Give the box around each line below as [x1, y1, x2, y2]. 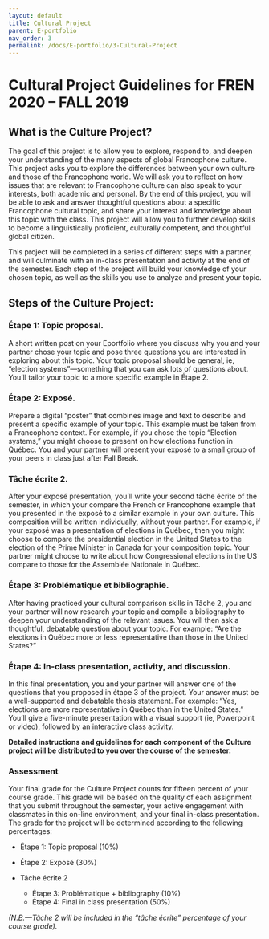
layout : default [8, 11, 63, 20]
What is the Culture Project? [8, 125, 153, 139]
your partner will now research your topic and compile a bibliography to [8, 607, 245, 616]
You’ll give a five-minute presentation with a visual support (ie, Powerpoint [8, 713, 255, 722]
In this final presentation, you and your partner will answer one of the [8, 679, 237, 689]
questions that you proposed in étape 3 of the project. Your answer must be [8, 688, 259, 697]
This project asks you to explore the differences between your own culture [8, 164, 255, 173]
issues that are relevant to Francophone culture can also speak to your [8, 181, 243, 190]
